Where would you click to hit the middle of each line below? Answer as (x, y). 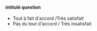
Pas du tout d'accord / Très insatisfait (52, 24)
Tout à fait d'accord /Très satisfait (48, 18)
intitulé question (23, 7)
